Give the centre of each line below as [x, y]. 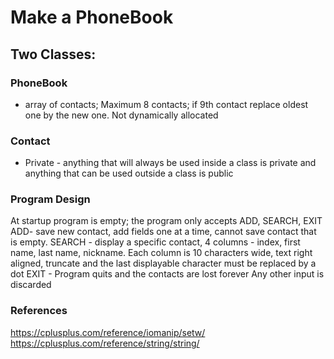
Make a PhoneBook [92, 17]
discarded [31, 285]
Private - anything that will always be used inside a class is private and [170, 163]
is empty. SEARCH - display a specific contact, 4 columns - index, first [155, 242]
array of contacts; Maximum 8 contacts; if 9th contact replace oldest [166, 104]
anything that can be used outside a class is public [129, 173]
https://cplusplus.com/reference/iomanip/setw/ [108, 332]
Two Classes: [53, 54]
